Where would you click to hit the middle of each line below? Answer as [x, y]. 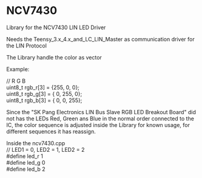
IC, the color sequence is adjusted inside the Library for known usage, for [98, 125]
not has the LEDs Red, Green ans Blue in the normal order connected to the [100, 118]
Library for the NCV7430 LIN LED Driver [56, 27]
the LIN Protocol [27, 46]
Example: [18, 69]
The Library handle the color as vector [54, 57]
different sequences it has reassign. [51, 131]
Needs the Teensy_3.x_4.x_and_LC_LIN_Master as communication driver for [101, 39]
